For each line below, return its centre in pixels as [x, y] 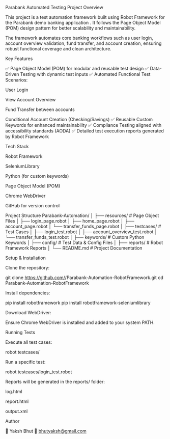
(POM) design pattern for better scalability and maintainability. [70, 28]
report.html [17, 401]
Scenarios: [17, 80]
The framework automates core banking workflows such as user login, [79, 38]
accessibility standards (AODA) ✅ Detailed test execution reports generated [85, 131]
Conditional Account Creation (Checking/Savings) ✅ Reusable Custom [79, 119]
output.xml [17, 411]
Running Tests [20, 332]
